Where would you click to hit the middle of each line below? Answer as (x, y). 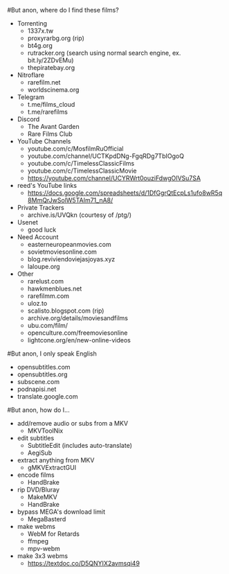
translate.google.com (47, 397)
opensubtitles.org (42, 374)
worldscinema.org (53, 90)
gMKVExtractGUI (52, 468)
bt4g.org (40, 45)
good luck (42, 229)
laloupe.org (44, 267)
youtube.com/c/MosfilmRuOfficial (75, 149)
